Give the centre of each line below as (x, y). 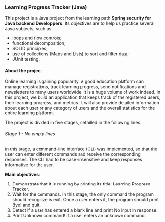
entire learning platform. (30, 113)
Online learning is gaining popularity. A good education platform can (75, 81)
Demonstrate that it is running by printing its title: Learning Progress (81, 184)
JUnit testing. (26, 59)
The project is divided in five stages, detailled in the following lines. (73, 122)
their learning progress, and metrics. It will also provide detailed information (82, 102)
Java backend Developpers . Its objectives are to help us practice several (80, 23)
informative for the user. (30, 165)
